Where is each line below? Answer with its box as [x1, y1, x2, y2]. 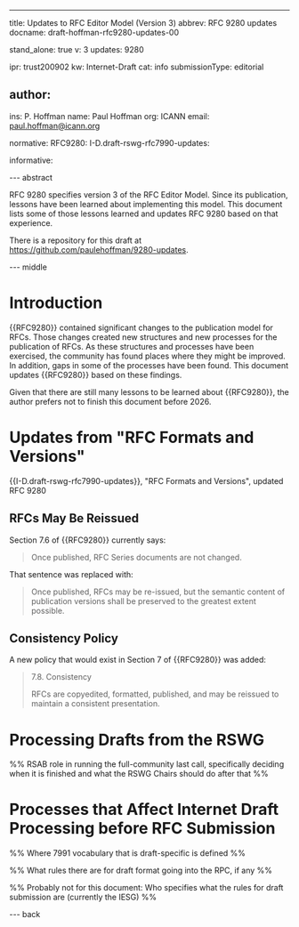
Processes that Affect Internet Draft [9, 800, 279, 819]
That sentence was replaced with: [9, 568, 133, 579]
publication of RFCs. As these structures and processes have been [9, 341, 255, 351]
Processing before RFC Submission [9, 818, 276, 839]
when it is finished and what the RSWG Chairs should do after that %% [9, 769, 269, 779]
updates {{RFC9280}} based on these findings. [9, 369, 182, 380]
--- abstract [9, 172, 53, 182]
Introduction [9, 293, 103, 312]
